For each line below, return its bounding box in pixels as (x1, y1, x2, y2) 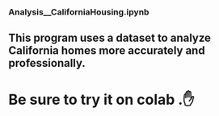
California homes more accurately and (8, 43, 205, 58)
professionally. (8, 56, 86, 70)
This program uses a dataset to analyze (8, 31, 212, 45)
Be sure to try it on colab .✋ (8, 90, 195, 109)
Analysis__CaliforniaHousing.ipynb (8, 6, 150, 18)
